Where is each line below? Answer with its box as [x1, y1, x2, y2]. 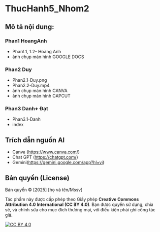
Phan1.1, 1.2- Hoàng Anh [12, 48, 62, 54]
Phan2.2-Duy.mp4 [12, 82, 50, 89]
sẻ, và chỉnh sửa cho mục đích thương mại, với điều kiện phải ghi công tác [5, 207, 156, 213]
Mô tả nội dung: [5, 23, 54, 31]
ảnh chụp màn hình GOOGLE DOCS [12, 54, 85, 60]
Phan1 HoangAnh [5, 37, 47, 44]
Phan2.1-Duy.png [12, 77, 47, 83]
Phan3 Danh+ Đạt [5, 105, 48, 112]
